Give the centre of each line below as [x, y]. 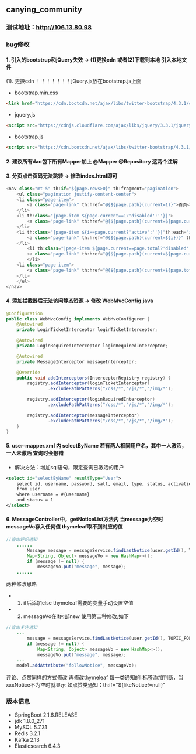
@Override [29, 372]
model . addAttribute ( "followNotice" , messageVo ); [77, 666]
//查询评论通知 [22, 540]
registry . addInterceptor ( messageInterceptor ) [83, 415]
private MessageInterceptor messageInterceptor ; [77, 362]
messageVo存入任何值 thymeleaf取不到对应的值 [64, 527]
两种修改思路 [21, 584]
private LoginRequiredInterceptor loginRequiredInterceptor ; [92, 346]
